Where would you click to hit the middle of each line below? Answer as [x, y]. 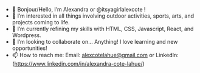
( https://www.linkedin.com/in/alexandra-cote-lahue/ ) [78, 64]
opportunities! [29, 48]
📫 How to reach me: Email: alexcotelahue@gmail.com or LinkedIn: [95, 55]
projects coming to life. [41, 22]
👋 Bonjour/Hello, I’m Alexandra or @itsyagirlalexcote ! [79, 9]
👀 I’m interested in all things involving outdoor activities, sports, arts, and [103, 16]
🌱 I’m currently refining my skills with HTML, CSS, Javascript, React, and [103, 29]
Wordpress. [26, 35]
